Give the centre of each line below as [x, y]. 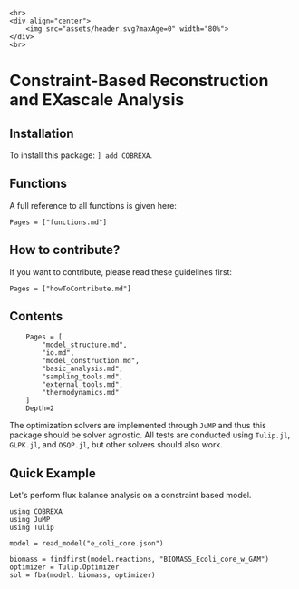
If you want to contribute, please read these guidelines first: [121, 271]
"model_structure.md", [85, 345]
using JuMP [30, 520]
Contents [36, 316]
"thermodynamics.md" [81, 393]
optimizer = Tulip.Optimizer [64, 567]
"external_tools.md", [83, 385]
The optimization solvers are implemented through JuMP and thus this [138, 426]
